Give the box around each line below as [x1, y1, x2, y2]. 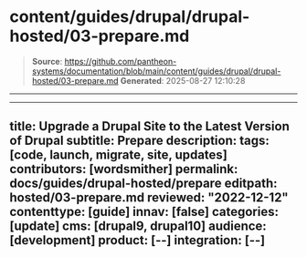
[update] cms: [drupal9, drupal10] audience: [9, 219, 267, 234]
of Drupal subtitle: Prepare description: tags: [9, 133, 270, 149]
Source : [31, 56, 63, 67]
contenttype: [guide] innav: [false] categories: [9, 204, 279, 220]
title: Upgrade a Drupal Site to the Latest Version [9, 118, 291, 134]
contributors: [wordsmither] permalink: [9, 161, 238, 177]
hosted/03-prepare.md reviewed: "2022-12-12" [9, 190, 290, 206]
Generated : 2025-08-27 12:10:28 [120, 75, 246, 86]
